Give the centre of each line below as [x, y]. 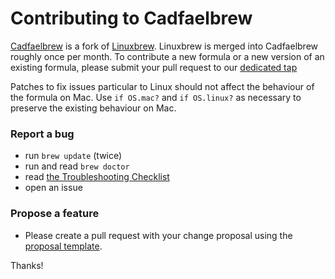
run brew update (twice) [73, 156]
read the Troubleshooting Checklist [97, 177]
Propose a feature [55, 214]
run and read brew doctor [77, 166]
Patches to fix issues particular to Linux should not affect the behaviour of [162, 86]
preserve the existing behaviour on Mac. [93, 108]
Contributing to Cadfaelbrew [131, 18]
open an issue [53, 188]
